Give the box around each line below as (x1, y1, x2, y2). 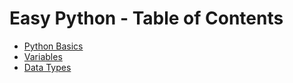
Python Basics (23, 40, 84, 52)
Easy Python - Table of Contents (9, 7, 284, 30)
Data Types (23, 61, 72, 73)
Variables (23, 50, 63, 62)
